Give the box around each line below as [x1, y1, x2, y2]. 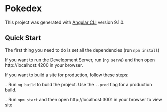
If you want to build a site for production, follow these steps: [5, 72, 129, 78]
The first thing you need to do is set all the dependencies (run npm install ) [5, 47, 160, 53]
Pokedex [5, 3, 42, 14]
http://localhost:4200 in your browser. [5, 62, 83, 68]
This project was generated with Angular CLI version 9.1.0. [5, 19, 125, 25]
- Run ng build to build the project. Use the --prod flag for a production [5, 81, 152, 87]
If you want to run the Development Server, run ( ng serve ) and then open [5, 57, 155, 63]
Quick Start [5, 34, 41, 42]
